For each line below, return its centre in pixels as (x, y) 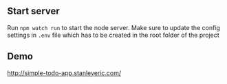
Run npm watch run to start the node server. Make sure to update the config (113, 27)
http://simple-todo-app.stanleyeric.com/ (64, 73)
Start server (33, 11)
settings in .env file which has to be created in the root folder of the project (113, 35)
